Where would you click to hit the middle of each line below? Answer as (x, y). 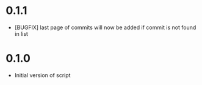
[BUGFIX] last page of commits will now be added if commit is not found (105, 27)
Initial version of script (42, 75)
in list (21, 33)
